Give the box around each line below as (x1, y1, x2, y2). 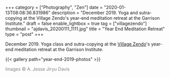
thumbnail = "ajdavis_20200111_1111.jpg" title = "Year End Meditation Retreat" (5, 26, 165, 32)
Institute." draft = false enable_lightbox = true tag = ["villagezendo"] (5, 20, 147, 26)
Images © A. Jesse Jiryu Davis (5, 66, 70, 72)
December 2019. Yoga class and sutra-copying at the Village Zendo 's (5, 41, 150, 47)
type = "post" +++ (5, 31, 44, 37)
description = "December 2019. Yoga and (51, 10, 138, 16)
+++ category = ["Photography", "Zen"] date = (5, 5, 103, 10)
